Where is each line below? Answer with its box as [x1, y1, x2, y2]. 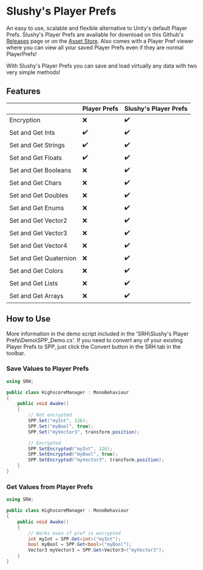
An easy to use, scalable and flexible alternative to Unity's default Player [6, 24, 188, 32]
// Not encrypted [28, 412, 72, 418]
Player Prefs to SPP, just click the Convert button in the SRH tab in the [6, 343, 181, 350]
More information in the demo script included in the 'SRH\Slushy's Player [6, 330, 189, 337]
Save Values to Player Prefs [6, 364, 89, 373]
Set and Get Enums [9, 204, 64, 213]
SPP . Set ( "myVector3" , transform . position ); [28, 429, 140, 435]
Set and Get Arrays [9, 292, 64, 300]
